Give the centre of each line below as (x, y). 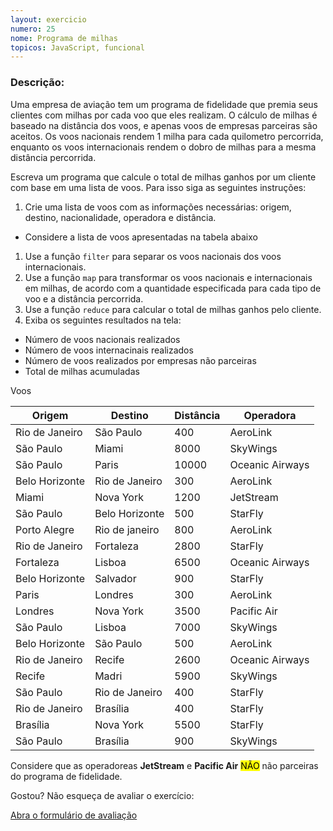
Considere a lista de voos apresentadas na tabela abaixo (141, 237)
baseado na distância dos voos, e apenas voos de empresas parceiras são (164, 125)
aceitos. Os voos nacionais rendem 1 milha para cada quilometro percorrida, (167, 136)
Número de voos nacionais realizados (102, 339)
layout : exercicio (48, 19)
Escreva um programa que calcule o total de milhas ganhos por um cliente (163, 177)
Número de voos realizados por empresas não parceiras (140, 360)
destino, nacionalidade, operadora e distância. (120, 217)
